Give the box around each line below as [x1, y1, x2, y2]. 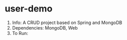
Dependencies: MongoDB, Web [12, 24, 78, 30]
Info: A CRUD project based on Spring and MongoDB [12, 19, 122, 25]
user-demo [5, 3, 53, 14]
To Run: [12, 30, 28, 36]
